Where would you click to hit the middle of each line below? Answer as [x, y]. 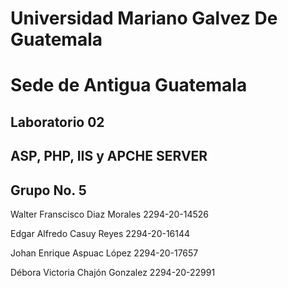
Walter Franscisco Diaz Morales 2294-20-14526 [110, 214]
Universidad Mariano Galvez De [144, 18]
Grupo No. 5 [48, 190]
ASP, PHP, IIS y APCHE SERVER [109, 156]
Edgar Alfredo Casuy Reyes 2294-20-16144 [100, 233]
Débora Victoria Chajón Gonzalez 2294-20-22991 [113, 272]
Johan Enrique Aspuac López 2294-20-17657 [104, 253]
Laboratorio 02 [57, 122]
